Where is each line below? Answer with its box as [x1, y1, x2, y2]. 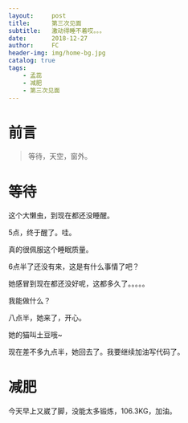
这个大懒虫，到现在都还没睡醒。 [8, 210, 114, 221]
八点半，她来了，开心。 [8, 313, 86, 323]
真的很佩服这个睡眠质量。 [8, 245, 93, 254]
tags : [8, 64, 27, 72]
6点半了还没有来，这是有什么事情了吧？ [8, 262, 140, 271]
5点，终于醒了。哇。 [8, 228, 76, 238]
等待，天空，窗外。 [27, 152, 92, 161]
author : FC [8, 42, 59, 50]
